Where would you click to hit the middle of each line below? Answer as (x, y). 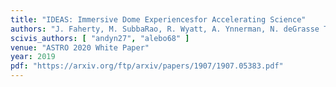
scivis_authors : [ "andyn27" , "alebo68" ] (100, 38)
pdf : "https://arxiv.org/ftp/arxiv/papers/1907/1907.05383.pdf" (147, 66)
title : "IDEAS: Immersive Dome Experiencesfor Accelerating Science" (158, 19)
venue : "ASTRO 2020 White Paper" (80, 47)
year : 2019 (33, 57)
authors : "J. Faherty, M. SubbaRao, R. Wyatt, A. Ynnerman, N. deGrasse (165, 29)
